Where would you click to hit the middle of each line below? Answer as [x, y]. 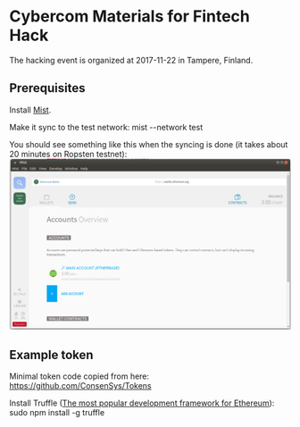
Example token [51, 355]
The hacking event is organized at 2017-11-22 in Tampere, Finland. [131, 60]
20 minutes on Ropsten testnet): [68, 154]
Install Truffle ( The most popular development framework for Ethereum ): [142, 403]
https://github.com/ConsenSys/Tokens [80, 386]
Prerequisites [47, 88]
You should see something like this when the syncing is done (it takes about [149, 144]
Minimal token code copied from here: [79, 376]
